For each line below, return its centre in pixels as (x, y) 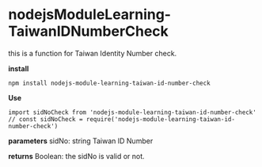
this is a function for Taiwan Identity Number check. (93, 53)
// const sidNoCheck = (46, 119)
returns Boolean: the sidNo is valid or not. (76, 156)
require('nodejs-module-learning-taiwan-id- (161, 119)
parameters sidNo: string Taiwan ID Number (81, 141)
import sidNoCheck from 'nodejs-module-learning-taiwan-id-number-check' (133, 112)
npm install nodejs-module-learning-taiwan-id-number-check (110, 83)
